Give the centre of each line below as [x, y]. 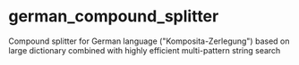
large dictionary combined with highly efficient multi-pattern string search [145, 50]
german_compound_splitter [114, 16]
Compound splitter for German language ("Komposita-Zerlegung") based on [149, 41]
